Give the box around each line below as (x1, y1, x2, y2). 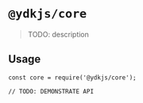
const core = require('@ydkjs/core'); (8, 74, 137, 82)
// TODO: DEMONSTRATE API (8, 87, 94, 95)
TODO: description (27, 29, 90, 39)
